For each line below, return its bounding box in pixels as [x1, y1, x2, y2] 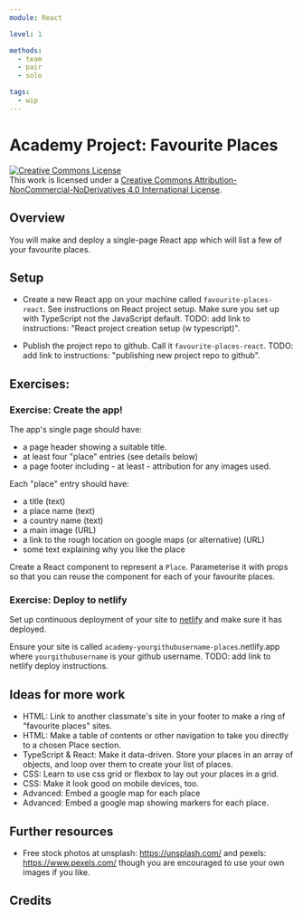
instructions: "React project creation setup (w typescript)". [22, 323, 241, 334]
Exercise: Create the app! [9, 404, 124, 416]
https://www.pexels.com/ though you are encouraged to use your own [22, 857, 285, 868]
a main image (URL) [22, 525, 97, 535]
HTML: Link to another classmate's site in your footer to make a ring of [22, 711, 286, 722]
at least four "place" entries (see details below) [22, 452, 199, 462]
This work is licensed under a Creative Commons [9, 174, 193, 186]
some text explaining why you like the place [22, 544, 185, 555]
